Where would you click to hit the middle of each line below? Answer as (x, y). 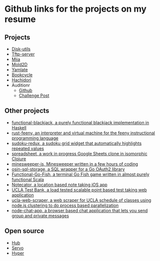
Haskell (19, 128)
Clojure (19, 159)
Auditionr (21, 85)
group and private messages (40, 216)
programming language (35, 138)
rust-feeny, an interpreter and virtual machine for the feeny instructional (83, 133)
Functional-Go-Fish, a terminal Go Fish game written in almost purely (80, 174)
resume (20, 19)
